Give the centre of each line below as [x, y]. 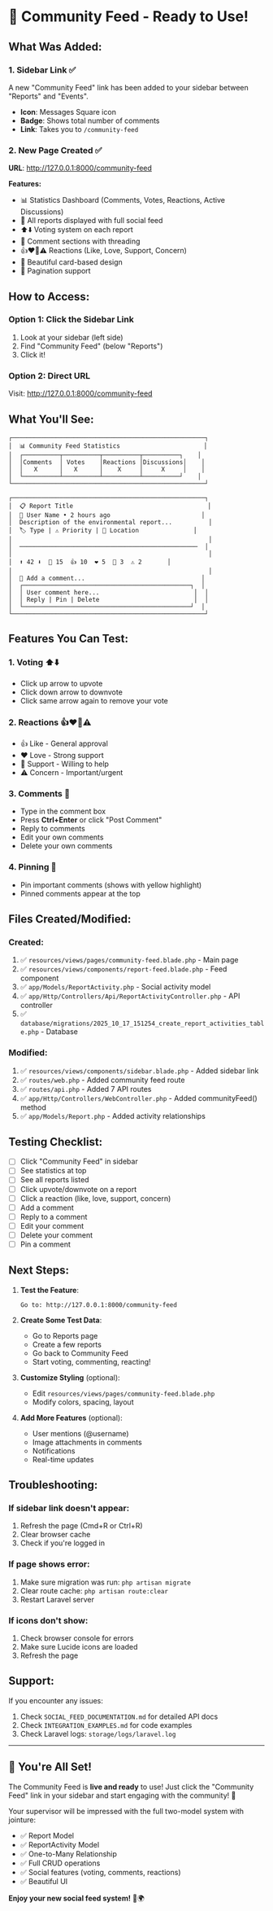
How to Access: [49, 296]
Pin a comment [45, 1244]
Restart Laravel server [57, 1599]
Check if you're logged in [63, 1543]
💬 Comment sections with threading [80, 241]
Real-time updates [63, 1459]
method [33, 1107]
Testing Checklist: [56, 1142]
